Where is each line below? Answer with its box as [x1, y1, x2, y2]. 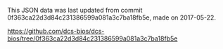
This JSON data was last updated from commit [7, 6, 143, 14]
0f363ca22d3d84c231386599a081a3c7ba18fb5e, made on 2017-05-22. [7, 13, 217, 22]
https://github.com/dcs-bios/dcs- [7, 27, 105, 35]
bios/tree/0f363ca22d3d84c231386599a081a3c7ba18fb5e [7, 34, 178, 43]
